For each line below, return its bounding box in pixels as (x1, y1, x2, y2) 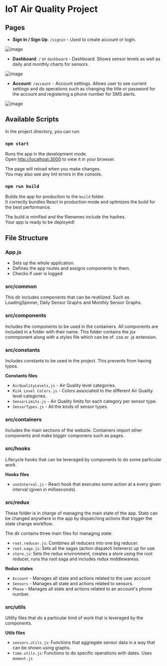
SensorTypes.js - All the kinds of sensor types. (12, 403, 109, 409)
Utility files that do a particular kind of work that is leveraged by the (5, 615, 144, 621)
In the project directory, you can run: (5, 128, 80, 134)
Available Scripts (5, 115, 59, 124)
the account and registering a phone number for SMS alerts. (12, 91, 136, 97)
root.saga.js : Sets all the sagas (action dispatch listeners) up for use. (12, 545, 156, 551)
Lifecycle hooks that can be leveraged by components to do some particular (5, 456, 162, 462)
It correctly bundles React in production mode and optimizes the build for (5, 199, 156, 205)
